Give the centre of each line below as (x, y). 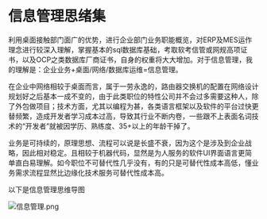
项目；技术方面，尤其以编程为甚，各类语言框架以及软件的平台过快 (143, 106)
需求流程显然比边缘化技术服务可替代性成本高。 (91, 172)
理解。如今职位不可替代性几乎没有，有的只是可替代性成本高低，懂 (143, 163)
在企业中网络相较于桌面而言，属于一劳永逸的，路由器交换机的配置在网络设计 (133, 86)
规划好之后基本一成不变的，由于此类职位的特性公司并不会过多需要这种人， (130, 96)
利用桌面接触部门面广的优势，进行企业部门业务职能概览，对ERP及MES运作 (130, 40)
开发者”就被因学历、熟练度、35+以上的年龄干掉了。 (110, 126)
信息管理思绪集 (57, 16)
